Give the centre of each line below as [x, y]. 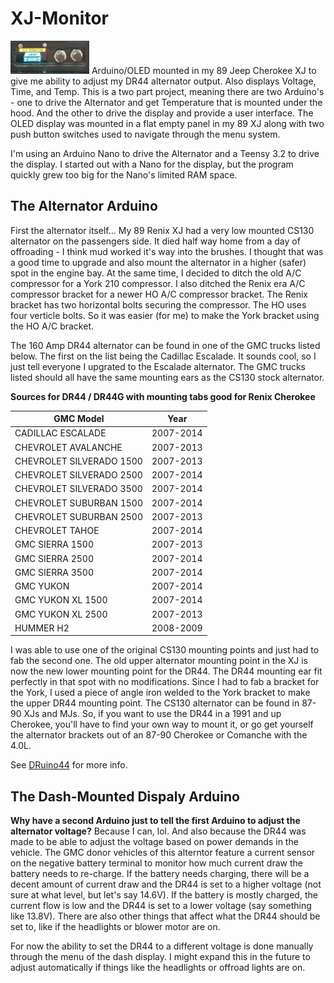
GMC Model [79, 419]
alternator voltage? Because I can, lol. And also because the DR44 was [158, 831]
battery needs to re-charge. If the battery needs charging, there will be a [160, 874]
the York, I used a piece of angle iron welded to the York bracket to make [160, 693]
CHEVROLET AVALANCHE [68, 447]
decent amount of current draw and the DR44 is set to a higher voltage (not [166, 884]
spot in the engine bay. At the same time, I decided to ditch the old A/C [156, 273]
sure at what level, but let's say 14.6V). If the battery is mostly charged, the [164, 895]
